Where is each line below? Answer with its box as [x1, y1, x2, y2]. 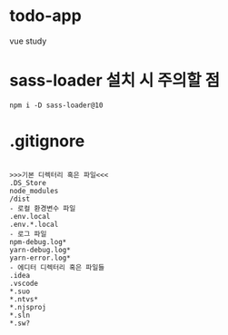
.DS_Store [9, 178, 47, 187]
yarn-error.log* [9, 253, 71, 262]
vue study [9, 35, 47, 46]
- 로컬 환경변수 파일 [9, 203, 76, 213]
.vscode [9, 279, 39, 288]
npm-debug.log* [9, 237, 67, 246]
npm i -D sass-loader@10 [9, 101, 104, 110]
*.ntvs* [9, 294, 39, 304]
